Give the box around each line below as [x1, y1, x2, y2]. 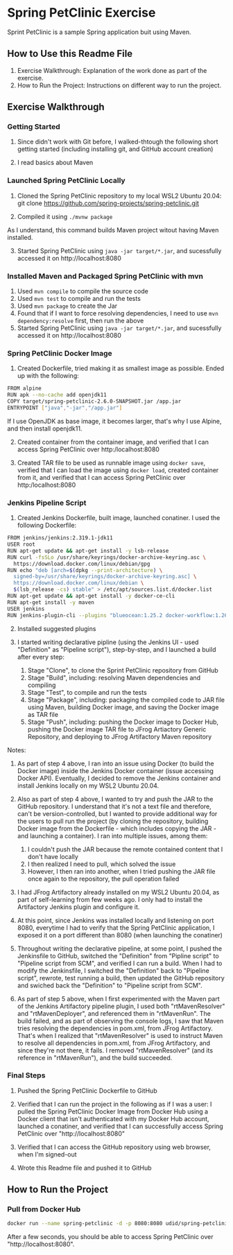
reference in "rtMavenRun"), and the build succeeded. [17, 1053, 173, 1062]
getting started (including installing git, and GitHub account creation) [17, 145, 214, 153]
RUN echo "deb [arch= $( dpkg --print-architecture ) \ [7, 566, 163, 573]
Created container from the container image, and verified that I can [17, 438, 209, 446]
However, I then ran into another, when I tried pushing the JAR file [27, 867, 216, 875]
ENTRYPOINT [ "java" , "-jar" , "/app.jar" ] [7, 404, 123, 411]
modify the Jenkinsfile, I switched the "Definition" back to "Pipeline [17, 966, 209, 975]
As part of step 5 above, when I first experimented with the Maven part [17, 994, 220, 1003]
